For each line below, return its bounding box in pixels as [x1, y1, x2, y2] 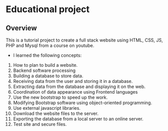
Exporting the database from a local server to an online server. [13, 116, 144, 122]
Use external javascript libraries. [13, 105, 80, 111]
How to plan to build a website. [13, 62, 78, 68]
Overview [6, 24, 37, 32]
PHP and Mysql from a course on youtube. [6, 42, 95, 49]
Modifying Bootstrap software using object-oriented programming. [13, 100, 152, 106]
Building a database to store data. [13, 73, 83, 79]
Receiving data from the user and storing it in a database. [13, 78, 133, 84]
